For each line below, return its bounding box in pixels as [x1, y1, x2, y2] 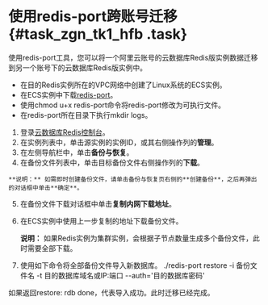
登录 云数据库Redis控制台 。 [19, 127, 111, 137]
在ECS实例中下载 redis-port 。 [19, 90, 118, 99]
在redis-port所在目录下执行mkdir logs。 [19, 110, 153, 119]
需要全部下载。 [27, 243, 77, 253]
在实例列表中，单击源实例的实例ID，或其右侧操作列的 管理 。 [19, 137, 219, 147]
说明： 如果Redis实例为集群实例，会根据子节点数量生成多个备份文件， [19, 233, 253, 243]
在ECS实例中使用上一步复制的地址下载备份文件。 [19, 215, 183, 226]
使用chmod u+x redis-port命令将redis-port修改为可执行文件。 [19, 100, 226, 110]
